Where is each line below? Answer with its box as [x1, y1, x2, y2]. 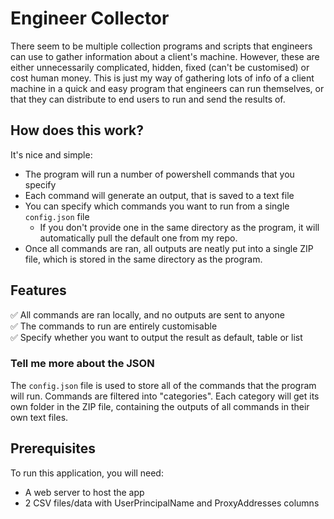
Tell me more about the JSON [10, 357, 155, 371]
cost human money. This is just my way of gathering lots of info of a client [10, 72, 315, 84]
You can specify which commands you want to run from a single [24, 200, 290, 212]
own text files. [10, 411, 69, 423]
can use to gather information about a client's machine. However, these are [10, 50, 320, 62]
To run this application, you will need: [10, 467, 164, 479]
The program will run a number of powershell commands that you [24, 168, 295, 180]
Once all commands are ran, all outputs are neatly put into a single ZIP [24, 242, 314, 254]
